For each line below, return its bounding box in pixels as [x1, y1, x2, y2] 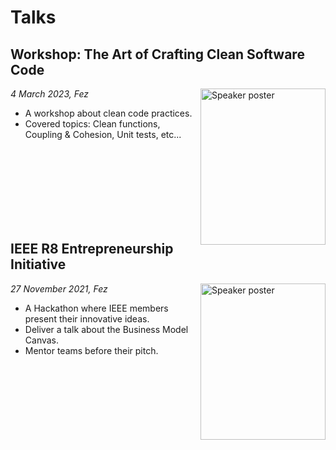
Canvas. [24, 334, 60, 346]
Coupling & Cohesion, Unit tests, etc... [24, 129, 182, 140]
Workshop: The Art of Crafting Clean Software [10, 46, 305, 63]
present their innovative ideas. [24, 312, 150, 325]
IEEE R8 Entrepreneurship [10, 241, 174, 258]
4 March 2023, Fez [10, 88, 89, 100]
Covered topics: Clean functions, [24, 118, 161, 130]
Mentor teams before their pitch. [24, 344, 159, 356]
